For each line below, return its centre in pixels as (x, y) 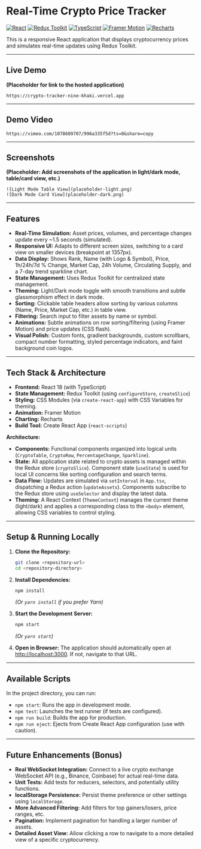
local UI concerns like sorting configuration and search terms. (91, 474)
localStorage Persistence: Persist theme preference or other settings (101, 795)
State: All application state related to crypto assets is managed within (100, 461)
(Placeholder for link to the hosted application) (65, 85)
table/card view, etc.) (33, 178)
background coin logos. (44, 348)
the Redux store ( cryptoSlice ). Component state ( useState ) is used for (101, 468)
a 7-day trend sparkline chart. (51, 272)
